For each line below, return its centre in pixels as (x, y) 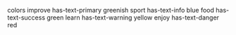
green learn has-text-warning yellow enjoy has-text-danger (133, 17)
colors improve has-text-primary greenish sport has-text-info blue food (111, 10)
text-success (26, 17)
